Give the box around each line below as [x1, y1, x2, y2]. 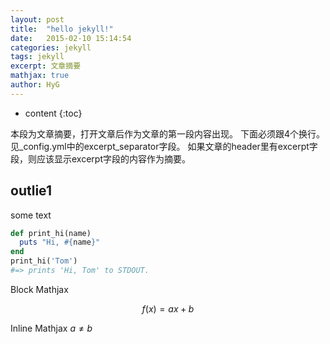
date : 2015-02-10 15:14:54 [10, 33, 132, 43]
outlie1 [10, 182, 52, 200]
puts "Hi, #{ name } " [19, 237, 101, 248]
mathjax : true [10, 71, 70, 81]
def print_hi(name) [10, 228, 92, 238]
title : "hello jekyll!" [10, 24, 114, 34]
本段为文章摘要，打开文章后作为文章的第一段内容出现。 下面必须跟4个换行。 [10, 127, 325, 140]
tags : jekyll [10, 52, 65, 62]
